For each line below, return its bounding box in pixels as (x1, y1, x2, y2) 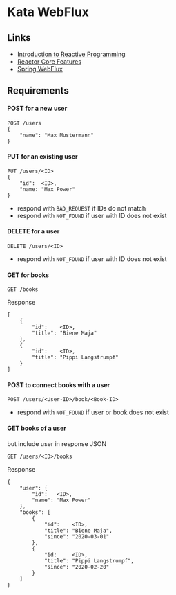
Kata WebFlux (7, 4, 90, 20)
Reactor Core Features (17, 57, 81, 66)
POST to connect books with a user (7, 380, 110, 389)
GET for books (7, 271, 50, 279)
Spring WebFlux (17, 65, 63, 73)
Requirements (7, 85, 69, 97)
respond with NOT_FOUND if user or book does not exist (17, 408, 169, 416)
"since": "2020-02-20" (43, 563, 110, 570)
